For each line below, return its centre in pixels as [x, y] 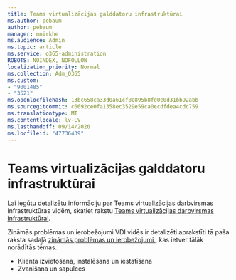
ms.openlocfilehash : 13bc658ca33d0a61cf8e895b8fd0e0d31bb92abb [103, 100]
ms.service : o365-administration [57, 54]
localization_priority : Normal [54, 67]
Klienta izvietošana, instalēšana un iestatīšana [85, 261]
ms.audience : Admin [36, 41]
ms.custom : [23, 80]
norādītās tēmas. [32, 247]
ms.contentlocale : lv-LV [44, 120]
